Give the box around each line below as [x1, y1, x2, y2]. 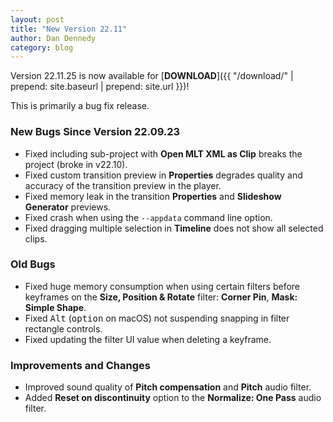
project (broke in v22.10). [24, 158, 128, 170]
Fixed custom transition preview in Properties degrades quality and [24, 169, 303, 181]
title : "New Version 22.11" [10, 24, 128, 34]
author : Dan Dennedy [10, 33, 97, 43]
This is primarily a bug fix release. [10, 100, 150, 112]
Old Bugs [10, 257, 56, 271]
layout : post [10, 14, 65, 25]
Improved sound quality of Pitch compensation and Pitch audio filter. [24, 381, 312, 393]
